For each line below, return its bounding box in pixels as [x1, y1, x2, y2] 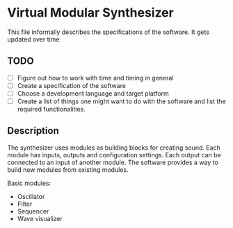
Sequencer [17, 207, 49, 216]
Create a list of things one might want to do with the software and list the [17, 97, 226, 105]
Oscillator [17, 192, 45, 200]
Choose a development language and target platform [17, 89, 169, 98]
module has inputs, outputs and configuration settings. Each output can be [7, 150, 221, 159]
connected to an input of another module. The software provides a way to [7, 158, 219, 166]
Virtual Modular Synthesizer [7, 5, 174, 21]
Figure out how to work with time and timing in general [17, 73, 174, 82]
